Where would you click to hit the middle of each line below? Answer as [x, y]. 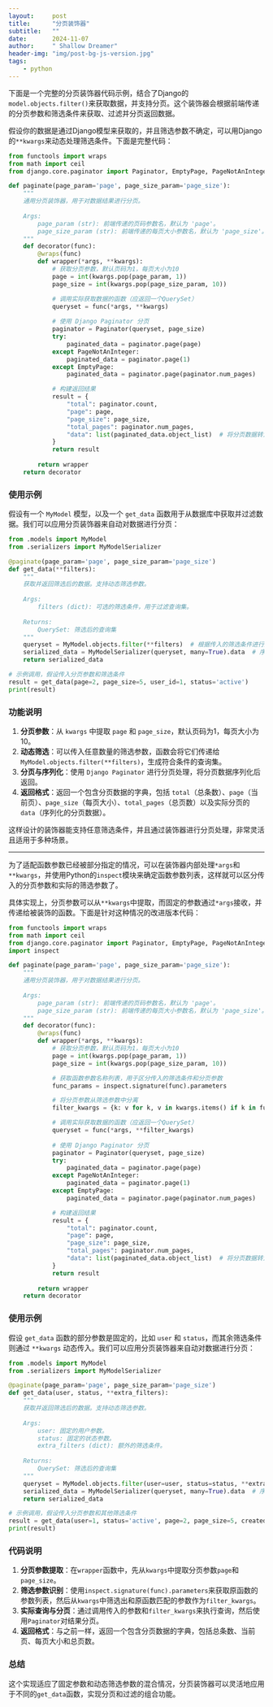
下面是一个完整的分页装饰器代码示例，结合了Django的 [99, 93]
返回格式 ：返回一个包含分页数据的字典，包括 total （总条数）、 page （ [136, 792]
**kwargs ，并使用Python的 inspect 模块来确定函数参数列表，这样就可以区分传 [136, 875]
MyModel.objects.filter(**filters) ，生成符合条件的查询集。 [123, 762]
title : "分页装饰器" [49, 24]
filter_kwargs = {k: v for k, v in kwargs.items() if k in [154, 1108]
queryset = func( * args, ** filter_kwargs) [123, 1131]
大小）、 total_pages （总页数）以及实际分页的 [175, 802]
